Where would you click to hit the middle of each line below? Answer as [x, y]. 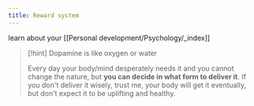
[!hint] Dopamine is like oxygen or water [92, 53]
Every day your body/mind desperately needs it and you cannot [131, 68]
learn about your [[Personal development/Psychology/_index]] [109, 38]
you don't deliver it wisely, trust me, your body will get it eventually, [137, 85]
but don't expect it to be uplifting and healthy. [101, 93]
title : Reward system [44, 15]
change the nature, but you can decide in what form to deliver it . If [137, 76]
